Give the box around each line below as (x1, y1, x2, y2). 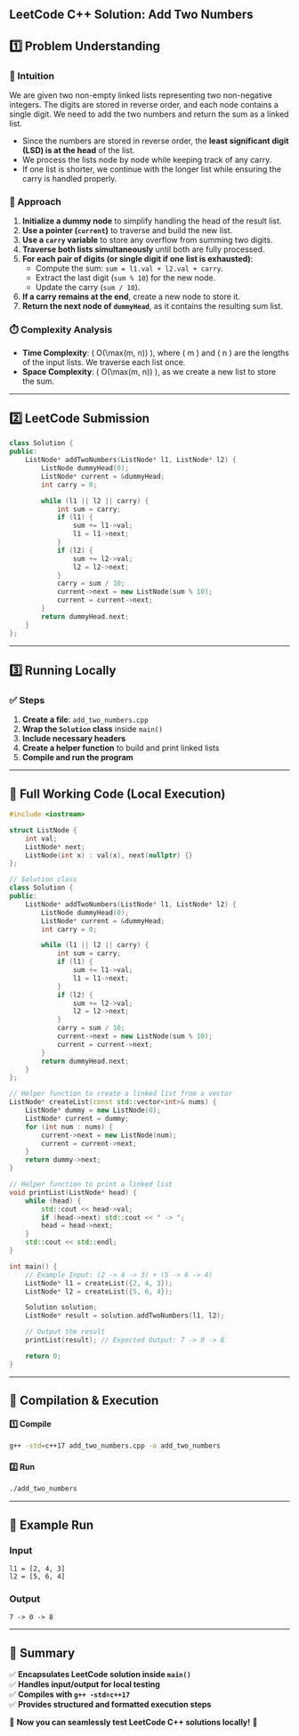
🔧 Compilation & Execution (9, 1393, 159, 1408)
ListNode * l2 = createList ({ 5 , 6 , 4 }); (25, 1286, 174, 1296)
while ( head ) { (25, 1197, 82, 1205)
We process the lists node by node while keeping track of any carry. (21, 155, 272, 166)
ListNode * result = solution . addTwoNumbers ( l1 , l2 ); (25, 1311, 225, 1320)
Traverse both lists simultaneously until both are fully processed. (21, 244, 265, 255)
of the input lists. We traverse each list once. (21, 356, 186, 368)
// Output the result (25, 1327, 105, 1336)
